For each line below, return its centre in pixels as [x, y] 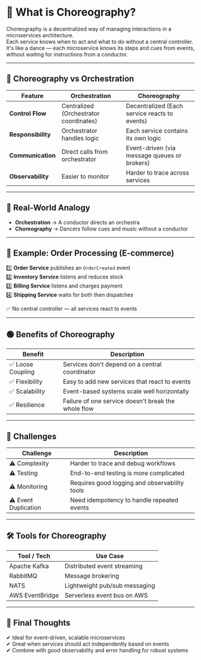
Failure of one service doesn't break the [119, 401]
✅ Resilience [27, 405]
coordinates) [79, 121]
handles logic [80, 138]
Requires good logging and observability [127, 483]
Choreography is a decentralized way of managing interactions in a [89, 29]
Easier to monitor [85, 176]
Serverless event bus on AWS [106, 595]
